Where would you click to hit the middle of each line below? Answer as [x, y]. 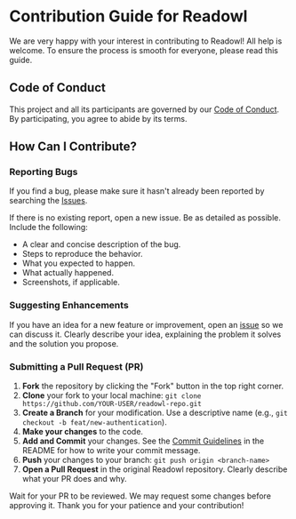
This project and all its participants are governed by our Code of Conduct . [144, 109]
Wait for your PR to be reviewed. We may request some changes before [140, 496]
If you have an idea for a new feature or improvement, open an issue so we [146, 324]
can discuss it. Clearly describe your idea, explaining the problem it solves [145, 334]
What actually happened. [68, 273]
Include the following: [49, 228]
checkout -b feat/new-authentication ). [94, 422]
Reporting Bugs [44, 172]
